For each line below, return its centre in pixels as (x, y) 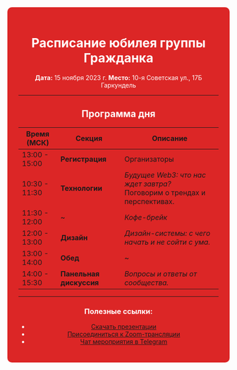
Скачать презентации (124, 327)
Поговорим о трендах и (165, 192)
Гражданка (119, 58)
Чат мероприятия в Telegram (124, 342)
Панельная (80, 273)
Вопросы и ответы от (161, 273)
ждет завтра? (148, 184)
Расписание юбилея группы (119, 43)
